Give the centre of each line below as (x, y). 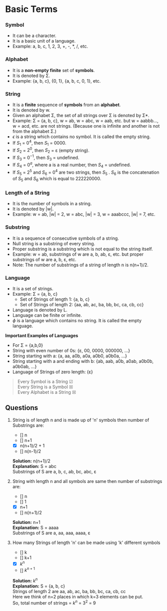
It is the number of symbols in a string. (52, 204)
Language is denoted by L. (40, 310)
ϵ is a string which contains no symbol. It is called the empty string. (81, 137)
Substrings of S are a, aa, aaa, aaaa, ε (51, 533)
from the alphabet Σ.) (34, 132)
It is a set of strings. (33, 289)
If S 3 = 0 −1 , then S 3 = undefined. (46, 158)
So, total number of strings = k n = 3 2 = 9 (54, 602)
